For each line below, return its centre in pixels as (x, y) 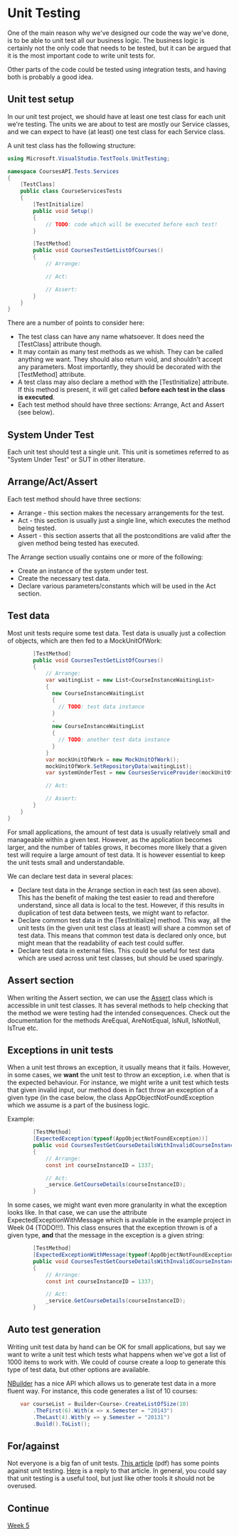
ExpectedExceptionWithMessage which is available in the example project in (119, 1220)
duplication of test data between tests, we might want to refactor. (113, 913)
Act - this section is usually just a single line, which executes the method (124, 520)
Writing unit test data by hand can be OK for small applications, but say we (117, 1346)
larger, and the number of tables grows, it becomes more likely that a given (117, 847)
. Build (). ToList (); (62, 1424)
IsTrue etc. (23, 1028)
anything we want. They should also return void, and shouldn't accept (120, 359)
